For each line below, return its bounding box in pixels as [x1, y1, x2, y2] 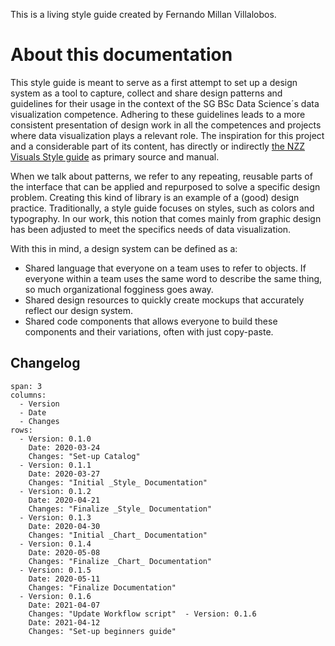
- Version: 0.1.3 [19, 512, 92, 523]
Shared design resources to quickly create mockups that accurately [24, 294, 305, 306]
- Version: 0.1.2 [19, 486, 92, 496]
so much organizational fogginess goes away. [24, 283, 214, 295]
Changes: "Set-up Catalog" [28, 451, 141, 461]
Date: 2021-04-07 [28, 600, 101, 610]
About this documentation [10, 44, 233, 66]
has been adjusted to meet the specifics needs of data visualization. [10, 223, 292, 235]
